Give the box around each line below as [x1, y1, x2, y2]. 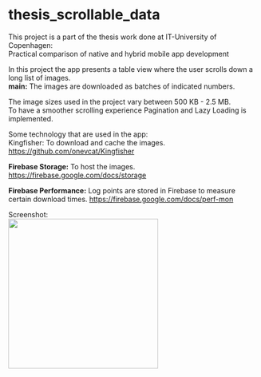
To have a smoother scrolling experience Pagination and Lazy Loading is [8, 105, 247, 115]
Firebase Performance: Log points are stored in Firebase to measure [8, 185, 235, 195]
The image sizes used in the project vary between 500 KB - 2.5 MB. [8, 97, 231, 106]
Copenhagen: [8, 40, 53, 50]
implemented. [8, 113, 53, 123]
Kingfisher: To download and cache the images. [8, 137, 166, 147]
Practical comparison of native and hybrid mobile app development [8, 49, 230, 58]
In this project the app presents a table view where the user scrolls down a [8, 64, 254, 73]
